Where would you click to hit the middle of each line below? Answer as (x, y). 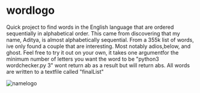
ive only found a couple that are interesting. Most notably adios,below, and (98, 46)
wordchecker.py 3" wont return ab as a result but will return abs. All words (98, 65)
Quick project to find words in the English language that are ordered (90, 27)
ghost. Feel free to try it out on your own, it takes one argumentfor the (92, 52)
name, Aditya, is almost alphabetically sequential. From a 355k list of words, (100, 40)
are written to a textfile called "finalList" (55, 71)
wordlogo (31, 10)
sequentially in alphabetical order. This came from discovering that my (93, 33)
